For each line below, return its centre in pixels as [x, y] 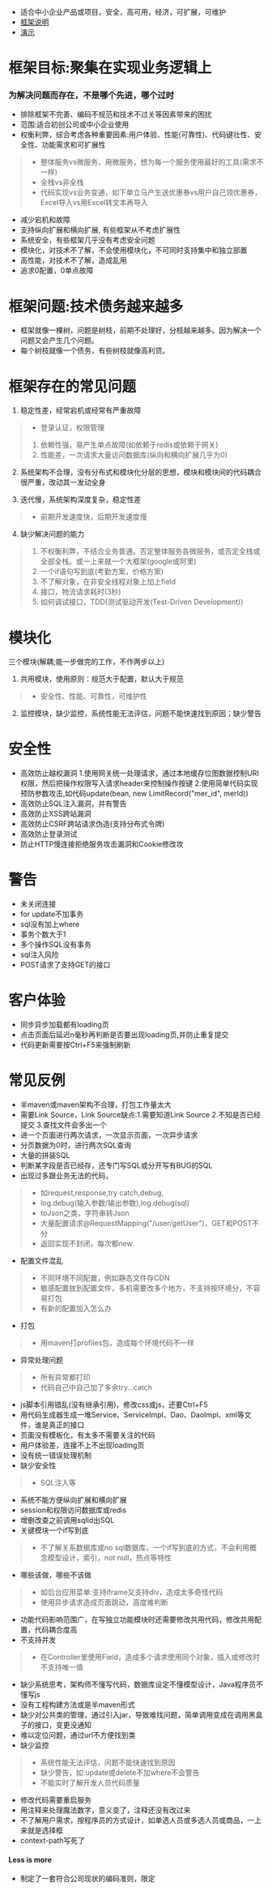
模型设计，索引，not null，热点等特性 [110, 1558]
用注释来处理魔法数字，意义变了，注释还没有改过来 [105, 1810]
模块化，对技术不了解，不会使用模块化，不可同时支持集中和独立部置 [134, 251]
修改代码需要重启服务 [55, 1800]
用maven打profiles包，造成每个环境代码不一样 [117, 1343]
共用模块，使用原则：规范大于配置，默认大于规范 [102, 679]
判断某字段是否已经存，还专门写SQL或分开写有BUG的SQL [116, 1165]
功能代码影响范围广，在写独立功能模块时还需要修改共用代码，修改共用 [137, 1619]
